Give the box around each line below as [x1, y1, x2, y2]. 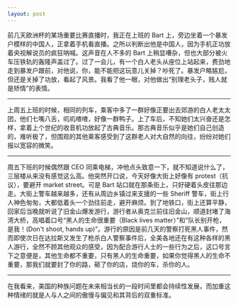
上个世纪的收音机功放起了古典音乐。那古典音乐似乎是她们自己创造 [31, 123, 225, 132]
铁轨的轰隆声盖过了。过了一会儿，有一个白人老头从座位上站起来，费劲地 [19, 57, 231, 66]
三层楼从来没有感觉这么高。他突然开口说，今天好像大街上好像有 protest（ [7, 171, 222, 180]
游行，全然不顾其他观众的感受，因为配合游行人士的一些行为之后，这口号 [13, 242, 225, 251]
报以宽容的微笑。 [7, 141, 57, 149]
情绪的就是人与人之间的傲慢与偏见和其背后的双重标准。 [13, 290, 175, 299]
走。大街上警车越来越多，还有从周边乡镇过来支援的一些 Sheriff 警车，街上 [7, 189, 223, 198]
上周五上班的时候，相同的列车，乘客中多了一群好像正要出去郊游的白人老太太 [7, 106, 231, 114]
